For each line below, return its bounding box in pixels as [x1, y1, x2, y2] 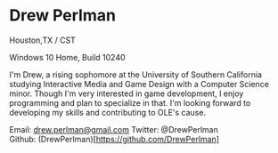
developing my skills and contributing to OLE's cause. [9, 107, 207, 117]
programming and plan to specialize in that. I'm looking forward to [9, 97, 251, 108]
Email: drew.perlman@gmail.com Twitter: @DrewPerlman [9, 124, 218, 134]
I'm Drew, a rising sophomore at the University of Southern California [9, 68, 263, 80]
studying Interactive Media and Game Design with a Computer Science [9, 78, 270, 89]
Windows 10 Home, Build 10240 [9, 52, 127, 62]
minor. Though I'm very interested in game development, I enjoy [9, 88, 244, 99]
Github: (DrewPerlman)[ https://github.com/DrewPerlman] [9, 133, 220, 144]
